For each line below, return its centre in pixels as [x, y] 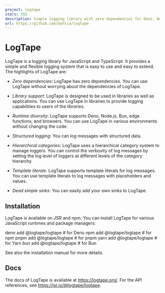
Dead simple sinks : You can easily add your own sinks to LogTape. [80, 191]
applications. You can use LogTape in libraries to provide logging [78, 101]
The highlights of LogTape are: [36, 72]
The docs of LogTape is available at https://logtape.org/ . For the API [74, 280]
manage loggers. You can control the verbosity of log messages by [80, 151]
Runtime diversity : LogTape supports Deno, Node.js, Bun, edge [76, 116]
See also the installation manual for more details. [54, 253]
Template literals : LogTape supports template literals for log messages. [84, 171]
